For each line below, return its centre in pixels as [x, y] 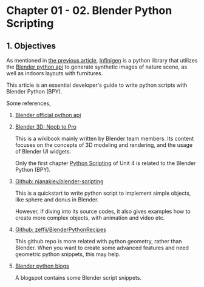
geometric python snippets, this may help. [68, 254]
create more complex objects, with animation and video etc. [90, 218]
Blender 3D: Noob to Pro [46, 127]
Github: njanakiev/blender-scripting [59, 181]
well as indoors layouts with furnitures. [55, 73]
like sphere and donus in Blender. [57, 200]
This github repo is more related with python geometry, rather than [98, 241]
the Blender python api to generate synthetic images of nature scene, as [97, 67]
